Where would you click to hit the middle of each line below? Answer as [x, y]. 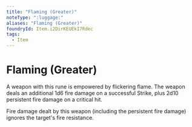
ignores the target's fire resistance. [50, 117]
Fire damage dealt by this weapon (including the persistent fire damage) [96, 111]
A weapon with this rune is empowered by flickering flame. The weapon [96, 86]
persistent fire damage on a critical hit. [55, 99]
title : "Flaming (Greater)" [42, 12]
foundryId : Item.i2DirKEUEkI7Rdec [50, 29]
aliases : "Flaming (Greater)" [45, 23]
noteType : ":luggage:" [35, 18]
